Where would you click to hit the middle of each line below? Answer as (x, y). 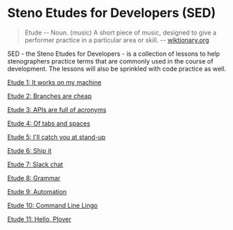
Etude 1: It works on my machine (54, 82)
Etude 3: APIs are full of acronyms (57, 109)
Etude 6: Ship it (29, 150)
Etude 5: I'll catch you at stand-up (56, 137)
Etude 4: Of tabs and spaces (49, 123)
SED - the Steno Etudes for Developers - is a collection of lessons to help (114, 54)
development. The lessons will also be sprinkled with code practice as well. (117, 68)
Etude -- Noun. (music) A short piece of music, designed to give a (120, 32)
